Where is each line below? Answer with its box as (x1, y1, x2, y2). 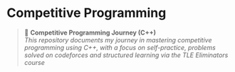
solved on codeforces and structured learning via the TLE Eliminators (23, 51, 229, 59)
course (23, 58, 46, 66)
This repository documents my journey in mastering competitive (23, 35, 212, 44)
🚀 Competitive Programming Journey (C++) (23, 28, 156, 37)
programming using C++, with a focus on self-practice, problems (23, 43, 216, 52)
